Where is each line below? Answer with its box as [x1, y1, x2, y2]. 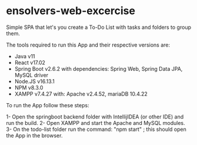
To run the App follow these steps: [6, 101, 89, 108]
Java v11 [14, 52, 35, 60]
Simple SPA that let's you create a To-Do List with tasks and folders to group [6, 24, 191, 31]
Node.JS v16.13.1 [14, 78, 55, 85]
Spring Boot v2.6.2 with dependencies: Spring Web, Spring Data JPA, [14, 65, 183, 72]
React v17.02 [14, 59, 46, 66]
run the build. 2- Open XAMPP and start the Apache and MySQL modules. [6, 119, 185, 126]
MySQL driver [14, 71, 49, 78]
